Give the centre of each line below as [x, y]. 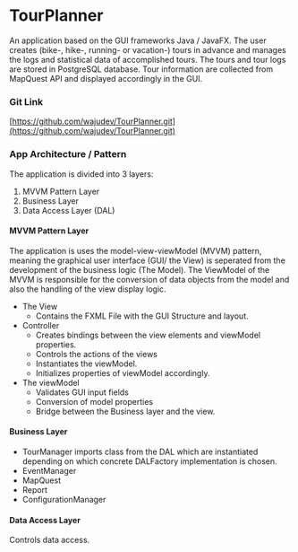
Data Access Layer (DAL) [68, 210]
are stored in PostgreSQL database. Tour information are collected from [141, 69]
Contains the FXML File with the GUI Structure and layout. [142, 316]
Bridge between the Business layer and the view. [125, 411]
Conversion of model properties [94, 401]
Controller [41, 325]
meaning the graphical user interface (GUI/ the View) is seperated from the [148, 260]
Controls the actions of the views [97, 354]
